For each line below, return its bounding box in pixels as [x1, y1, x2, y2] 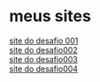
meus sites [9, 6, 91, 26]
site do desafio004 [9, 63, 78, 74]
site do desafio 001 [9, 35, 79, 46]
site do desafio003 [9, 54, 78, 64]
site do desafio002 [9, 44, 78, 55]
